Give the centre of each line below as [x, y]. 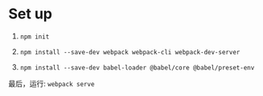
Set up [30, 14]
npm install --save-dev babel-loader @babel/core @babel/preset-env [137, 68]
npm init [35, 37]
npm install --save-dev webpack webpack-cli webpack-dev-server [130, 52]
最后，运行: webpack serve [51, 83]
